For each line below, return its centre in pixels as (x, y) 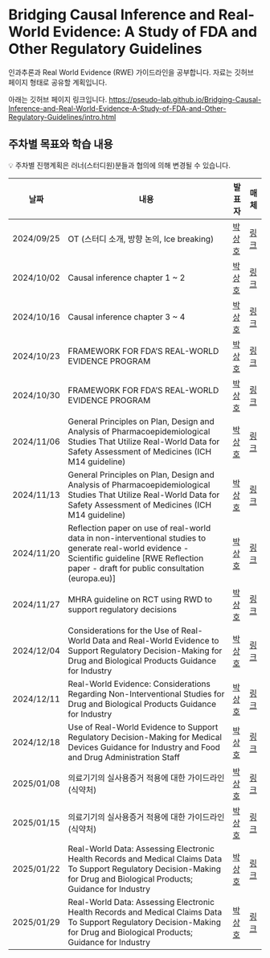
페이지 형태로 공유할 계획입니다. (58, 82)
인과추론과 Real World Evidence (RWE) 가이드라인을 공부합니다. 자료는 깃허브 (131, 72)
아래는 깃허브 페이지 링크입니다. (58, 99)
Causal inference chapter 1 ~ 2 (127, 278)
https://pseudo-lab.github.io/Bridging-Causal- (185, 99)
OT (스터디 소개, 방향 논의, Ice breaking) (141, 239)
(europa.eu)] (92, 578)
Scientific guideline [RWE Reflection (136, 558)
